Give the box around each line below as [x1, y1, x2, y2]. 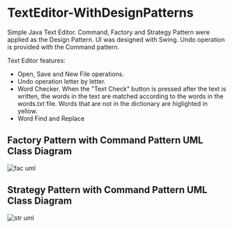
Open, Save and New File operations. [17, 70, 124, 78]
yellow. [17, 107, 38, 115]
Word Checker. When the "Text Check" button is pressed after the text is [17, 84, 227, 93]
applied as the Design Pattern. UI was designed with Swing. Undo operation [7, 35, 225, 43]
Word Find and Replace [17, 114, 85, 123]
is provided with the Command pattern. [7, 43, 120, 51]
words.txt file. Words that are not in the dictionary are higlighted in [17, 99, 208, 107]
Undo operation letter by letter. [17, 77, 106, 85]
